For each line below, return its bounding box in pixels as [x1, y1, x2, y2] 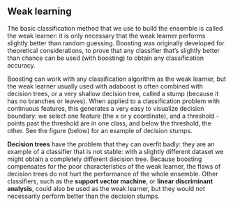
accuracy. [7, 61, 36, 69]
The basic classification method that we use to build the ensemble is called [7, 24, 223, 32]
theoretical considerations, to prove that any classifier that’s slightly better [7, 46, 220, 54]
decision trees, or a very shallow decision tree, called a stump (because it [7, 89, 219, 98]
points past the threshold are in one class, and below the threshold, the [7, 118, 211, 128]
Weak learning [7, 6, 72, 17]
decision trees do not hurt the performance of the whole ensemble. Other [7, 169, 218, 178]
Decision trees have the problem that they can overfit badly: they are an [7, 139, 215, 148]
